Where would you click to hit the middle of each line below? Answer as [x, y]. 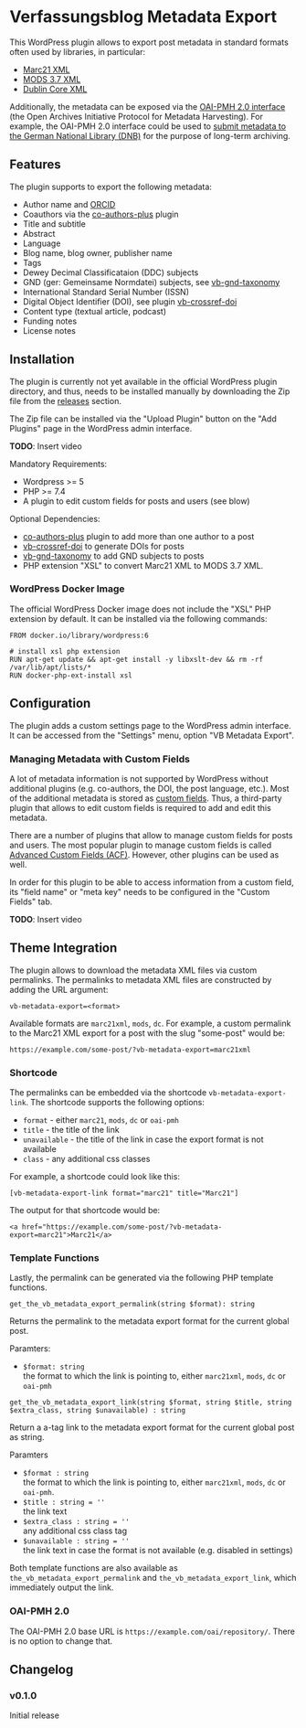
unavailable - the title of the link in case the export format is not [143, 1139]
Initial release [34, 1715]
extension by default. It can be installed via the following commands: [138, 618]
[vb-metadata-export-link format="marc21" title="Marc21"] [124, 1194]
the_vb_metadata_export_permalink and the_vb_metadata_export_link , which [153, 1578]
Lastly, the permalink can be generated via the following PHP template [142, 1278]
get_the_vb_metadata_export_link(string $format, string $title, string [151, 1403]
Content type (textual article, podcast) [95, 311]
